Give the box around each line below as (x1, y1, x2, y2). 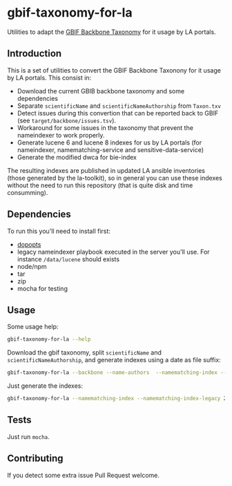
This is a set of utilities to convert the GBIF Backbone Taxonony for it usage (7, 66, 221, 74)
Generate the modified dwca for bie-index (17, 153, 137, 161)
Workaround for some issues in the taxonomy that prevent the (17, 123, 193, 132)
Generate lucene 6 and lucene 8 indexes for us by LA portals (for (17, 138, 202, 147)
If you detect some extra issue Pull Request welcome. (7, 471, 160, 479)
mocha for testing (17, 284, 68, 292)
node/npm (17, 262, 47, 270)
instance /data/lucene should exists (17, 254, 119, 263)
